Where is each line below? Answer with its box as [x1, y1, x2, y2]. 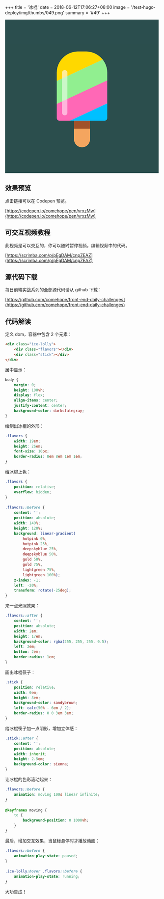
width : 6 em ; [14, 690, 38, 695]
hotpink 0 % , [23, 536, 48, 541]
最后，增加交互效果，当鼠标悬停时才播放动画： [5, 838, 100, 843]
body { [5, 377, 19, 382]
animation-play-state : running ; [14, 874, 80, 879]
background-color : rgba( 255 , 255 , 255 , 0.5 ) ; [14, 639, 109, 644]
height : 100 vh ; [14, 388, 45, 393]
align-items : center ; [14, 398, 58, 403]
